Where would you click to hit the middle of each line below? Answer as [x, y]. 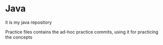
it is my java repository [29, 22]
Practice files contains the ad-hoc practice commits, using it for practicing [82, 32]
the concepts [19, 37]
